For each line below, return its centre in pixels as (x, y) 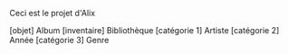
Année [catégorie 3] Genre (59, 40)
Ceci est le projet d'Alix (53, 13)
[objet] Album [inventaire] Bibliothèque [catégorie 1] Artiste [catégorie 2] (144, 30)
